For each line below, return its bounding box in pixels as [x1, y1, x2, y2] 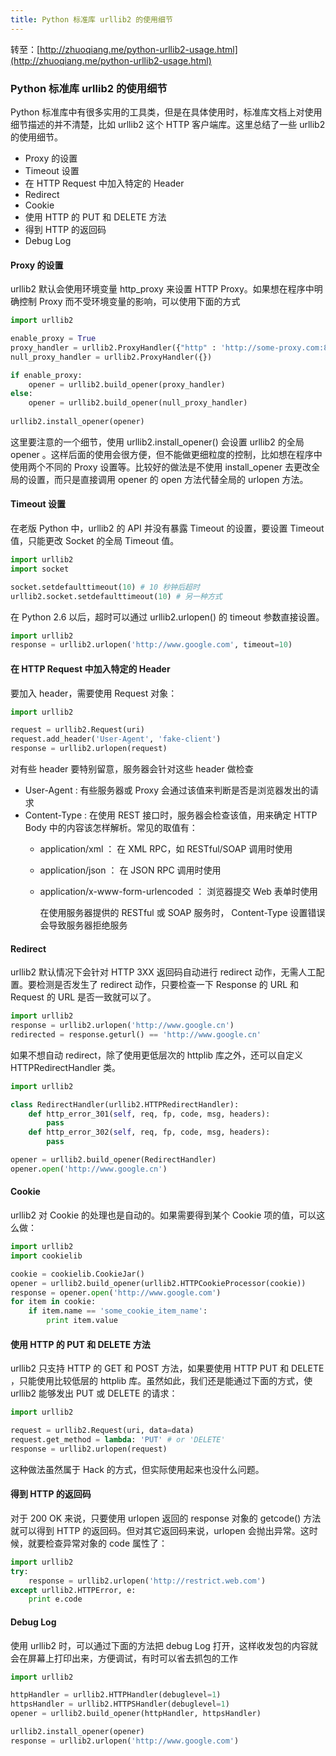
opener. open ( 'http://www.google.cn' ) [10, 1164, 168, 1174]
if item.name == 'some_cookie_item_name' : [28, 1306, 208, 1316]
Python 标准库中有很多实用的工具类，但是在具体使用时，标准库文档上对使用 [10, 106, 323, 118]
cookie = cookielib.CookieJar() [10, 1269, 145, 1279]
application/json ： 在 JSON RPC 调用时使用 [39, 864, 222, 876]
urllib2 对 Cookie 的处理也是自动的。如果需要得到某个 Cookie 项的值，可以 [10, 1209, 317, 1221]
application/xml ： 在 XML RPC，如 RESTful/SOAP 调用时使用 [39, 843, 293, 855]
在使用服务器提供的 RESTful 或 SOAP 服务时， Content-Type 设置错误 [39, 907, 326, 919]
